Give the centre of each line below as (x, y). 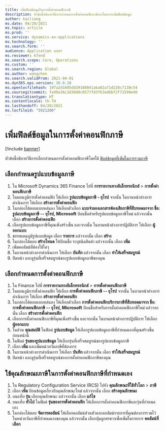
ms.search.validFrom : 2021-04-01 (39, 78)
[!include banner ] (23, 149)
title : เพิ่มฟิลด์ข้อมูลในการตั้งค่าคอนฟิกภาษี (38, 10)
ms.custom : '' (20, 65)
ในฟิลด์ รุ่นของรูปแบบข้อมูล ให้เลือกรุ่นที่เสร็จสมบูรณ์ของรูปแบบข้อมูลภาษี (71, 341)
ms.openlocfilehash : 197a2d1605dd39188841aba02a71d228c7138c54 (71, 87)
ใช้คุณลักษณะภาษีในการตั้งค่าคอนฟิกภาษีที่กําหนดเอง (69, 373)
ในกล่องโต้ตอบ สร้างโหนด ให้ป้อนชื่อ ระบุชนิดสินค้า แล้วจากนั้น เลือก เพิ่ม (71, 241)
